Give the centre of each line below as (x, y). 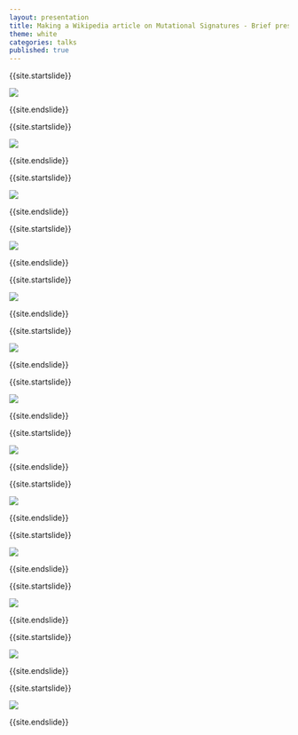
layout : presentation (49, 17)
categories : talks (43, 42)
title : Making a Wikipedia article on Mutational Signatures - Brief (141, 26)
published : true (39, 51)
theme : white (33, 34)
